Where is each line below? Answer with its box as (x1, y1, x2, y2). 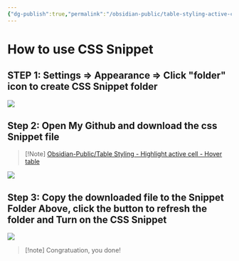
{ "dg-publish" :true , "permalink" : (7, 10, 107, 18)
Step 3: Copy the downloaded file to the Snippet (7, 191, 224, 203)
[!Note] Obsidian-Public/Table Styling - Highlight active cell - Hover (24, 150, 223, 158)
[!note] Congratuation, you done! (24, 246, 121, 255)
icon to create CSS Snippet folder (7, 81, 158, 93)
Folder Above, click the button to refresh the (7, 203, 208, 215)
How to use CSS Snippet (7, 41, 154, 57)
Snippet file (7, 131, 60, 143)
